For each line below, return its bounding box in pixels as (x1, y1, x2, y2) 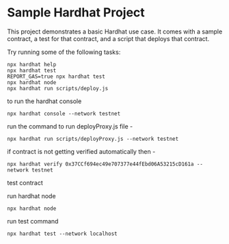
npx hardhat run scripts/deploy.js (7, 85, 109, 92)
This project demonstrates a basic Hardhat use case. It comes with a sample (7, 27, 223, 36)
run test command (7, 217, 59, 225)
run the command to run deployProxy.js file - (7, 122, 133, 131)
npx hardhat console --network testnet (7, 110, 121, 117)
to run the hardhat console (7, 97, 82, 105)
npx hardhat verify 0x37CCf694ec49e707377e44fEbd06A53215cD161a (7, 161, 194, 167)
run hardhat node (7, 191, 56, 200)
